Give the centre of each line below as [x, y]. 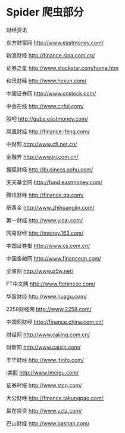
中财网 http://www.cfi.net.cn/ [42, 144]
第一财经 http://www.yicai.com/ [45, 220]
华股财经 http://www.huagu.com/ [47, 296]
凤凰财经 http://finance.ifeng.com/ [48, 131]
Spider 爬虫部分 [45, 12]
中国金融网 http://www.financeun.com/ [54, 258]
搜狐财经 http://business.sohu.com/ [50, 169]
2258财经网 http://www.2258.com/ [49, 309]
